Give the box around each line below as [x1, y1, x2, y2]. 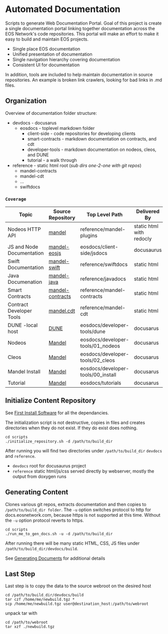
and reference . [5, 453, 36, 459]
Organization [5, 97, 46, 105]
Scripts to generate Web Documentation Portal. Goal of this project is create [5, 20, 162, 26]
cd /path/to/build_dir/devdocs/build [5, 593, 84, 598]
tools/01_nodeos [79, 343, 120, 350]
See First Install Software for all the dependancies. [5, 410, 109, 416]
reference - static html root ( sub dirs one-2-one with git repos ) [12, 162, 141, 169]
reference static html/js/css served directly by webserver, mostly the [12, 468, 154, 474]
